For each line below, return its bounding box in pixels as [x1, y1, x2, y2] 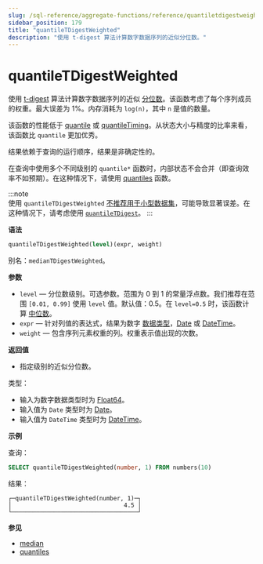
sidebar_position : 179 [8, 19, 82, 27]
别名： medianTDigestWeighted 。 [8, 256, 110, 265]
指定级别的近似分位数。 [19, 362, 95, 371]
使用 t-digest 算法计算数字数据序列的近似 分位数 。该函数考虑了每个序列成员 [8, 94, 252, 104]
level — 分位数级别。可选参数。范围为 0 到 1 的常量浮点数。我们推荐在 [19, 289, 248, 299]
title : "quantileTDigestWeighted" [8, 26, 121, 34]
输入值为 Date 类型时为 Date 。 [19, 405, 117, 414]
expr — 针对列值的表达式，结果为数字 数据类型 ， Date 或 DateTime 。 [19, 318, 240, 328]
